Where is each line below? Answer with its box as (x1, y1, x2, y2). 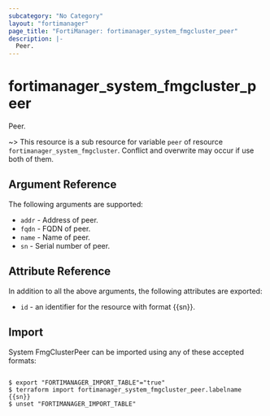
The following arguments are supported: (8, 199, 144, 209)
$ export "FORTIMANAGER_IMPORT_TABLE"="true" (8, 379, 165, 387)
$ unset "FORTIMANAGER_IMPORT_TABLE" (8, 400, 137, 408)
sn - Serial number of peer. (20, 240, 111, 250)
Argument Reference (8, 178, 117, 192)
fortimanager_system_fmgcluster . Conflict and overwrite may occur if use (8, 145, 255, 155)
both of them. (8, 154, 54, 164)
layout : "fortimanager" (8, 19, 89, 28)
